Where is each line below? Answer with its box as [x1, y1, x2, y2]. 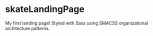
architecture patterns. [5, 25, 50, 31]
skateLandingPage [5, 3, 85, 15]
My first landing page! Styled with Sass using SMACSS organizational [5, 20, 148, 26]
